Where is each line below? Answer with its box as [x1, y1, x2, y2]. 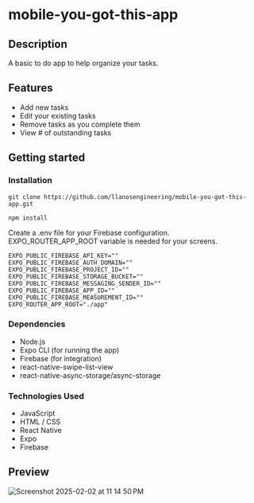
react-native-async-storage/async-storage [19, 370, 161, 380]
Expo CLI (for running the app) [19, 345, 120, 355]
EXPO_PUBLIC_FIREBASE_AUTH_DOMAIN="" [8, 259, 133, 267]
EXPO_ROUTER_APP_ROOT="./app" [8, 300, 109, 308]
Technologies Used [8, 390, 85, 401]
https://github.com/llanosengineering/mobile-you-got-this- [43, 193, 247, 201]
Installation [8, 175, 53, 186]
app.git [8, 200, 34, 208]
